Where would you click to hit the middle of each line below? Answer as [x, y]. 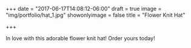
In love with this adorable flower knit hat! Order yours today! [80, 38]
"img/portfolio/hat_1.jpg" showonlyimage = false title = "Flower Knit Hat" [95, 15]
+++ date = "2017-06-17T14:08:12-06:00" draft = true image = [84, 9]
